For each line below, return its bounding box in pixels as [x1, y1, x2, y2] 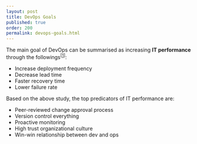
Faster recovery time [14, 77, 65, 84]
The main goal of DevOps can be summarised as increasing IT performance [6, 46, 191, 53]
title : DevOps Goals [6, 14, 57, 20]
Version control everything [14, 112, 79, 119]
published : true [6, 19, 46, 25]
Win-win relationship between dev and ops [14, 131, 119, 138]
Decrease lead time [14, 71, 62, 78]
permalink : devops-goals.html [6, 30, 81, 36]
